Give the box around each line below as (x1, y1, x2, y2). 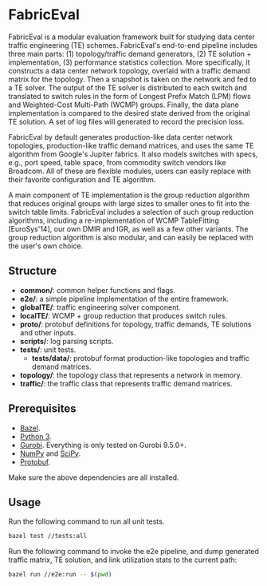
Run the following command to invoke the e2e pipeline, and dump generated (8, 547, 259, 556)
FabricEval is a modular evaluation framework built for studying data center (8, 32, 255, 42)
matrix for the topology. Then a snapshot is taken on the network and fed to (8, 74, 257, 84)
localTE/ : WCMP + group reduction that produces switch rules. (19, 311, 227, 320)
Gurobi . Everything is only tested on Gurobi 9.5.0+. (19, 440, 187, 449)
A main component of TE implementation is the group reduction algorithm (8, 190, 249, 200)
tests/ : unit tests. (19, 345, 77, 354)
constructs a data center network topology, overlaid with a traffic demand (8, 65, 250, 75)
